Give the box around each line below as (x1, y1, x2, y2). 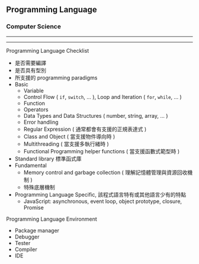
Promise (23, 204, 44, 211)
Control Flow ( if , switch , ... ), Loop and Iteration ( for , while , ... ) (23, 93, 182, 100)
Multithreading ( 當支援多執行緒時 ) (23, 140, 109, 147)
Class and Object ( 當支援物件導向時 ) (23, 133, 115, 140)
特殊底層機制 (23, 183, 55, 191)
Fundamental (14, 162, 47, 169)
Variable (23, 87, 44, 94)
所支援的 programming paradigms (14, 74, 98, 81)
